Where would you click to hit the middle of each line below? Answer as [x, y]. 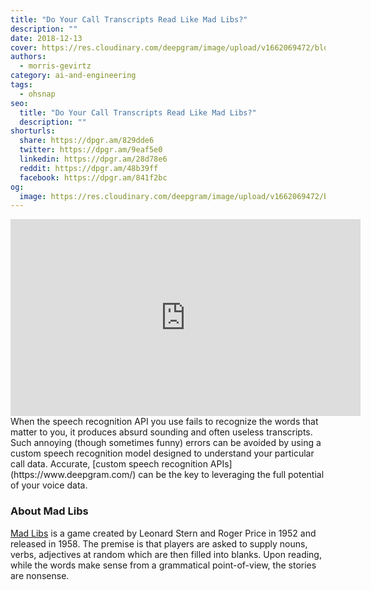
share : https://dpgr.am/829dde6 [87, 141]
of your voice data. [49, 485]
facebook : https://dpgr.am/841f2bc [93, 177]
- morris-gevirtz [55, 66]
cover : [24, 47]
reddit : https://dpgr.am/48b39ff [89, 168]
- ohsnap [37, 94]
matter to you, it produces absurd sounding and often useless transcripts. [161, 432]
